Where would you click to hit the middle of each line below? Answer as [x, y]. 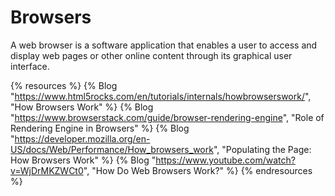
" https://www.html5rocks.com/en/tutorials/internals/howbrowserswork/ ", [161, 96]
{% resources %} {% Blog [64, 85]
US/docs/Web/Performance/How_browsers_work [112, 149]
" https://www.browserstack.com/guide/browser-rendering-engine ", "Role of [167, 117]
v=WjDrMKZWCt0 [47, 170]
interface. [30, 66]
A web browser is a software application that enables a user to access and [164, 45]
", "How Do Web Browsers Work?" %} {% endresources [198, 170]
